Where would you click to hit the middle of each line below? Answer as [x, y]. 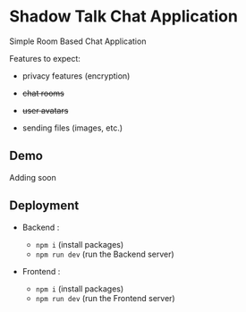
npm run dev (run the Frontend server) [106, 298]
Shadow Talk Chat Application [124, 17]
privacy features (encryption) [76, 76]
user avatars [45, 110]
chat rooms [43, 93]
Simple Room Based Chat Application [78, 41]
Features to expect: [45, 58]
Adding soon [33, 177]
